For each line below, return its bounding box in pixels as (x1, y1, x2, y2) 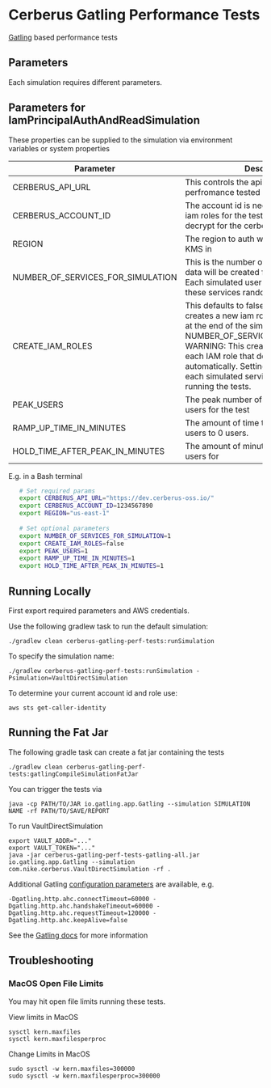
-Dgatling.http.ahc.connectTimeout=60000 (8, 895, 150, 903)
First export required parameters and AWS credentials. (8, 606, 190, 616)
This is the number (185, 256, 256, 268)
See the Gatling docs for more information (8, 930, 148, 940)
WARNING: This (185, 340, 244, 351)
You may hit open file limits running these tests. (8, 997, 166, 1006)
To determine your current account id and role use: (8, 688, 178, 697)
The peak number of (185, 394, 263, 405)
